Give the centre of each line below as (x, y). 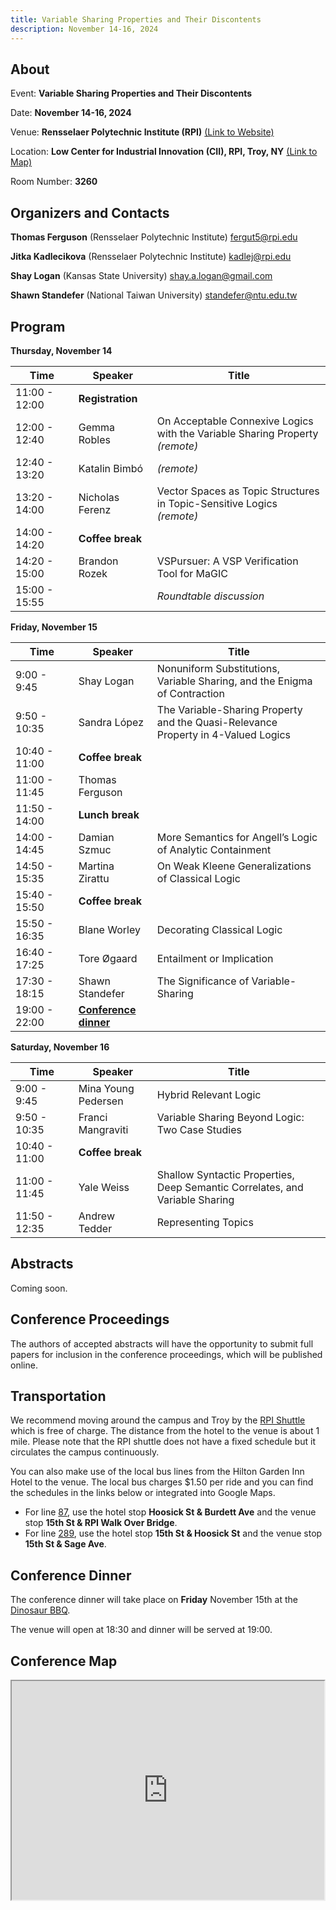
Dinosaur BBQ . (40, 1610)
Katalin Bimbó (111, 468)
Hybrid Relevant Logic (209, 1094)
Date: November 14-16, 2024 (71, 113)
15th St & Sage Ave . (65, 1544)
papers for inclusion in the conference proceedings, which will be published (166, 1354)
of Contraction (190, 693)
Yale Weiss (104, 1187)
